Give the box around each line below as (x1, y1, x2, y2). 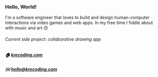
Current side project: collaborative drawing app (5, 36, 101, 42)
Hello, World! (5, 3, 37, 10)
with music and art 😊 (5, 25, 48, 31)
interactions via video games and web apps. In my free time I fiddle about (5, 20, 153, 26)
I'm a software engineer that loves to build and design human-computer (5, 15, 150, 21)
